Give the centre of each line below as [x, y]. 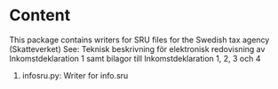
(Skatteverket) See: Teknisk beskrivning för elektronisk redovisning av [137, 48]
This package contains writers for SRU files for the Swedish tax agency [139, 40]
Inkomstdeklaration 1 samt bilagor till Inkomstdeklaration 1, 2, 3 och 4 [135, 58]
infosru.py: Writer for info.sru [75, 75]
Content [40, 15]
